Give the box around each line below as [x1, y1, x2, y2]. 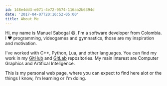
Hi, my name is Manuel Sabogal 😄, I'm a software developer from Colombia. [5, 30, 162, 36]
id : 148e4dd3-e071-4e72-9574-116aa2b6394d [5, 7, 95, 12]
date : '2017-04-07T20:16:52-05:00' [5, 12, 79, 17]
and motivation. [5, 41, 37, 46]
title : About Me [5, 16, 39, 21]
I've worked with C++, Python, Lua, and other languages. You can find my [5, 50, 157, 56]
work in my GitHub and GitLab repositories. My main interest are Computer [5, 55, 159, 61]
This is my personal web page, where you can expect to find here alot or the [5, 70, 162, 76]
